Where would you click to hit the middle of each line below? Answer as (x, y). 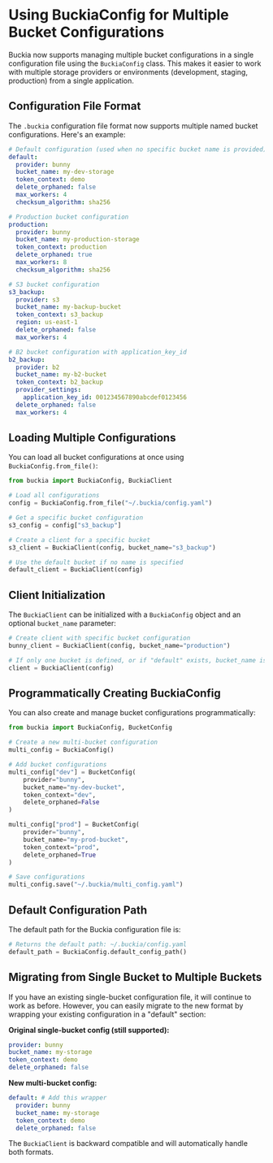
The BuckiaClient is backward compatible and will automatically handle (128, 1143)
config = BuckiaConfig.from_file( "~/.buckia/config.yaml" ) (110, 503)
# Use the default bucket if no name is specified (96, 562)
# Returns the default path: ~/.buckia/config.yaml (97, 944)
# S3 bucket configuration (54, 284)
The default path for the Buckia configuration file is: (95, 929)
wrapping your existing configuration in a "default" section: (107, 1014)
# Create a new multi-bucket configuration (83, 742)
